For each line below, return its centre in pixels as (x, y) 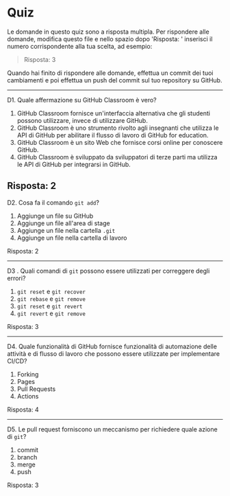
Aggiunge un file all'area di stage (64, 223)
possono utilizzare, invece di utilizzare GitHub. (82, 120)
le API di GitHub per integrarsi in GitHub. (74, 164)
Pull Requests (36, 389)
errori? (16, 278)
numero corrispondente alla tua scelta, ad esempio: (80, 46)
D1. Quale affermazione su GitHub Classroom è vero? (82, 100)
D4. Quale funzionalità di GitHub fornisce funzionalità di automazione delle (112, 346)
